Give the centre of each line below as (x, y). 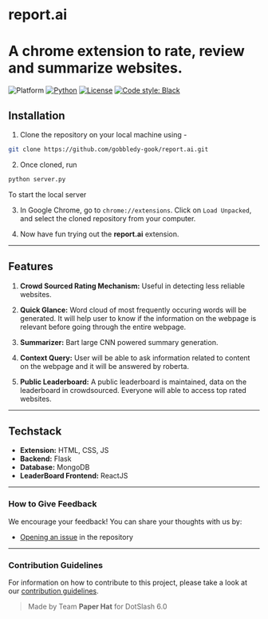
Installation (37, 115)
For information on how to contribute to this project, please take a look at (128, 582)
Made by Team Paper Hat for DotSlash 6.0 (97, 606)
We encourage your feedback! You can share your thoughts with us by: (125, 522)
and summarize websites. (96, 68)
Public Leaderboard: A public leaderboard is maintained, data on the (133, 382)
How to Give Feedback (53, 504)
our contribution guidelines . (53, 591)
